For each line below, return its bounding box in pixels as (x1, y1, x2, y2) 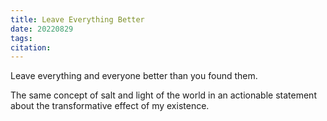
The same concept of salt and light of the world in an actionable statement (10, 89, 317, 101)
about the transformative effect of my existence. (10, 100, 210, 112)
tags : (10, 33, 33, 43)
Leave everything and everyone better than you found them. (10, 70, 258, 82)
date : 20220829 (10, 24, 74, 34)
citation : (10, 42, 52, 53)
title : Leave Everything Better (10, 14, 145, 25)
